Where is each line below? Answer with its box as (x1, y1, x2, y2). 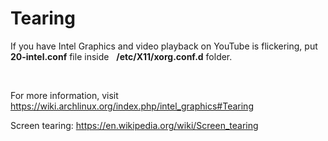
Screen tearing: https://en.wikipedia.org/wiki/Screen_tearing (10, 119, 259, 131)
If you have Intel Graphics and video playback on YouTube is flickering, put (10, 40, 318, 52)
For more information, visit (10, 89, 119, 101)
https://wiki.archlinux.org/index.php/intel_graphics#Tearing (10, 100, 254, 112)
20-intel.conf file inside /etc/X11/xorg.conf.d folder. (10, 50, 233, 62)
